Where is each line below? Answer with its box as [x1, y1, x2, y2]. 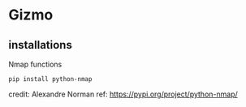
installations [8, 38, 73, 52]
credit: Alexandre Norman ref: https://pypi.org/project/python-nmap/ [8, 89, 238, 99]
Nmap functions [8, 59, 63, 69]
